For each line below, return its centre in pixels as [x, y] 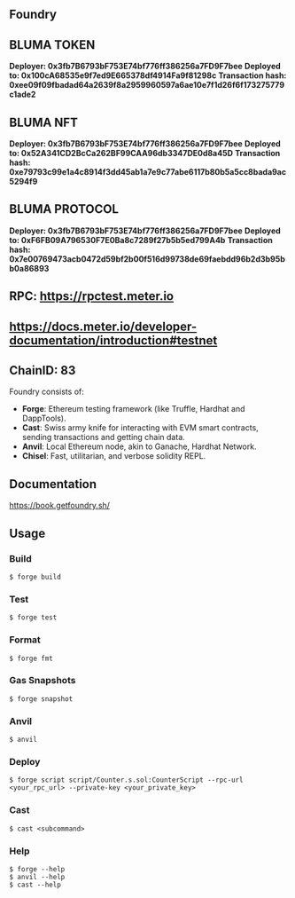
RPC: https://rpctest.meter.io [92, 296]
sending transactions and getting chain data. [104, 437]
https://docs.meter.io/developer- [103, 326]
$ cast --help [35, 885]
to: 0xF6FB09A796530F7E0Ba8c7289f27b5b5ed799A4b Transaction [141, 240]
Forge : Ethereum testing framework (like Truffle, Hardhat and [133, 409]
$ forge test [33, 618]
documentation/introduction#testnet [113, 340]
